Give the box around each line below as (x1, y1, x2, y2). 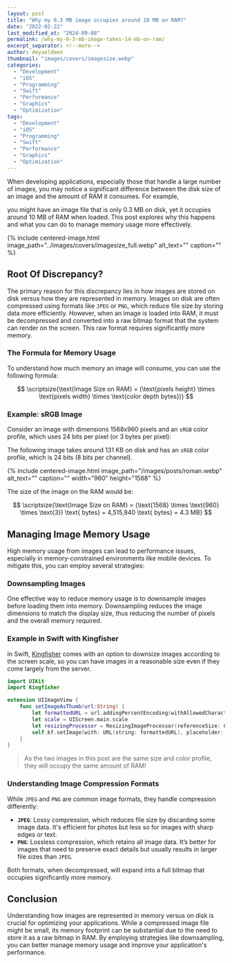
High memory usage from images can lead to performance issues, (7, 547, 196, 555)
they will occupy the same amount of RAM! (23, 761, 146, 770)
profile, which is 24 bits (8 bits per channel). (7, 453, 133, 461)
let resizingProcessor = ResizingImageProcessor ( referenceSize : (32, 722, 221, 730)
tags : (7, 113, 23, 120)
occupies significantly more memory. (7, 873, 113, 881)
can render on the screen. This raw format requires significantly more (7, 324, 205, 332)
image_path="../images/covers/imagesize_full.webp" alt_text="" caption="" (7, 240, 222, 249)
